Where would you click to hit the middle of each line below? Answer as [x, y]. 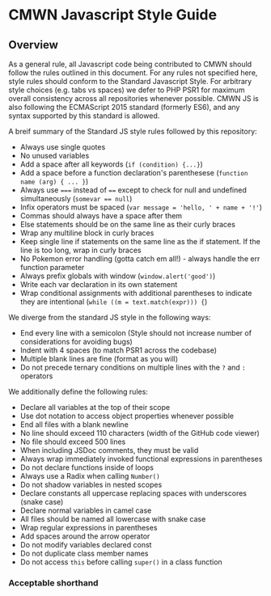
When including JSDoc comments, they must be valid [109, 450]
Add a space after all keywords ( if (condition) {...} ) [112, 164]
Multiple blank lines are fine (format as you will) [99, 359]
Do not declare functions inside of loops [87, 467]
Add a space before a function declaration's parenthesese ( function [134, 173]
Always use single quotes [63, 147]
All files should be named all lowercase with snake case [113, 519]
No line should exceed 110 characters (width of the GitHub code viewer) [140, 433]
